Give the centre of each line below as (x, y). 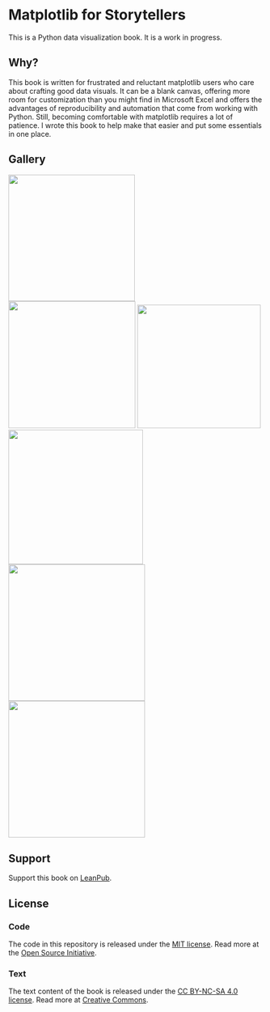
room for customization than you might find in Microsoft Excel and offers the (135, 100)
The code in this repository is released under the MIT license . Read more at (134, 944)
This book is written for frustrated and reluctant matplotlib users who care (131, 82)
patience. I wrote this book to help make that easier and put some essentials (135, 125)
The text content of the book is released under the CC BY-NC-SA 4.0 (123, 991)
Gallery (27, 159)
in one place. (30, 134)
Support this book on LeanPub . (60, 878)
